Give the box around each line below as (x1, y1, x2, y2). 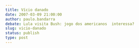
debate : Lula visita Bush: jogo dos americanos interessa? (5, 21, 135, 26)
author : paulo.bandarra (5, 16, 56, 21)
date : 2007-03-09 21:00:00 (5, 12, 62, 17)
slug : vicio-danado (5, 26, 47, 31)
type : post (5, 35, 28, 40)
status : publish (5, 30, 39, 35)
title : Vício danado (5, 7, 49, 12)
